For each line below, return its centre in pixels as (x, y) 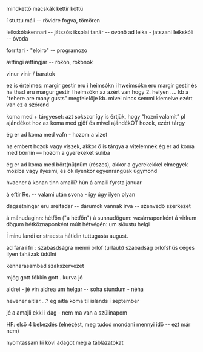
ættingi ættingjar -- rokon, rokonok (50, 62)
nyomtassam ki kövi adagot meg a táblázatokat (65, 342)
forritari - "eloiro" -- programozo (47, 50)
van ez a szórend (28, 105)
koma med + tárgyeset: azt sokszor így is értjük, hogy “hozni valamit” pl (96, 116)
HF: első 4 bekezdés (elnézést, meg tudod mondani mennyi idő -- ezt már (98, 324)
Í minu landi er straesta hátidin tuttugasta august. (67, 236)
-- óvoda (17, 38)
